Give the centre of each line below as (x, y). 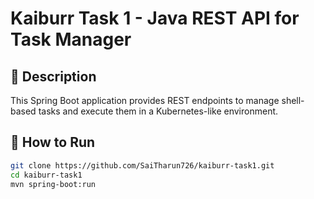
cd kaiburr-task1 (46, 175)
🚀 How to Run (53, 142)
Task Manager (71, 39)
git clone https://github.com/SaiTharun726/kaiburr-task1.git (142, 165)
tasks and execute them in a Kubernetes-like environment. (158, 111)
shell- (293, 100)
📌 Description (53, 76)
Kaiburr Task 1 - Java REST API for (155, 18)
